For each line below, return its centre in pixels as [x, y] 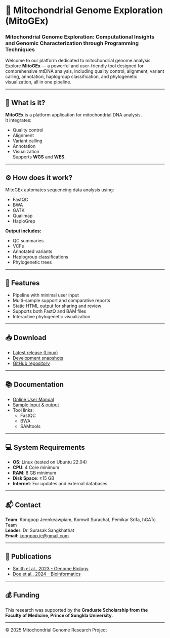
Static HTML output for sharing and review [57, 306]
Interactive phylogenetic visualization [51, 316]
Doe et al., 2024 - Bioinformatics [47, 574]
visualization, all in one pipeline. [38, 82]
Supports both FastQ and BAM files [49, 311]
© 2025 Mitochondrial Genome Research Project [56, 630]
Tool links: [23, 410]
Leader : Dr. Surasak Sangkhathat [40, 530]
